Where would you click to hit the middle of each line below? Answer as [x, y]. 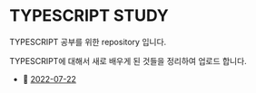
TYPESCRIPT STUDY [89, 16]
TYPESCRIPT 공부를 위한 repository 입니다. [88, 42]
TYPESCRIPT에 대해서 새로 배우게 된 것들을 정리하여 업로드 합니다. [128, 60]
